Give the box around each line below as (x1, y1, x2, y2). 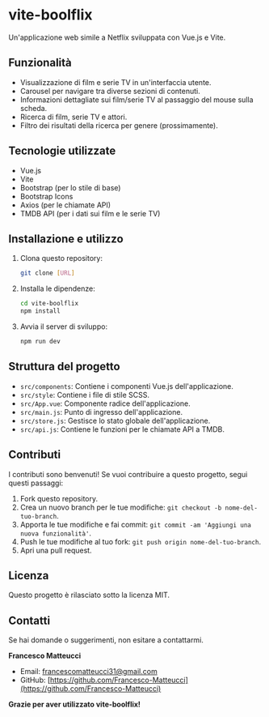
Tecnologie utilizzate (8, 144, 116, 158)
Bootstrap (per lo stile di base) (19, 182, 121, 192)
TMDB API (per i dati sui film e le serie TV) (19, 208, 161, 218)
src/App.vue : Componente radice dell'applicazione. (19, 399, 191, 408)
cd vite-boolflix (19, 300, 79, 308)
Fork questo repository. (19, 493, 99, 503)
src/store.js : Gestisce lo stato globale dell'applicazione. (19, 416, 211, 425)
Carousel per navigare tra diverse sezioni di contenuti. (19, 86, 200, 96)
